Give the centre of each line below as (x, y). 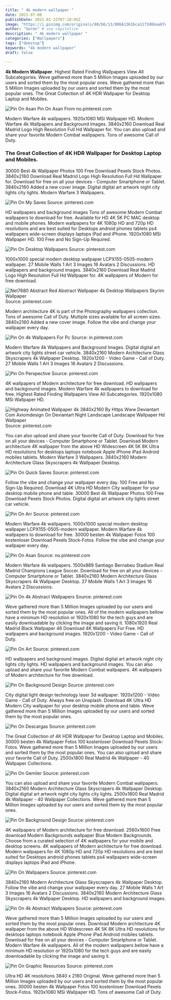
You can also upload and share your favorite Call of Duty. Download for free (85, 435)
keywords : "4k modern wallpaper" (41, 48)
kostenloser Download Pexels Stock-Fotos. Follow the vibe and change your (85, 540)
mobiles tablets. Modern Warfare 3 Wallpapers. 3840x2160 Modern (76, 457)
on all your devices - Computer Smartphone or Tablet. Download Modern (82, 441)
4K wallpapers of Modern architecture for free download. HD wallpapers (81, 383)
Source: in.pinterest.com (97, 337)
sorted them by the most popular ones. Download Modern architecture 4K (83, 924)
